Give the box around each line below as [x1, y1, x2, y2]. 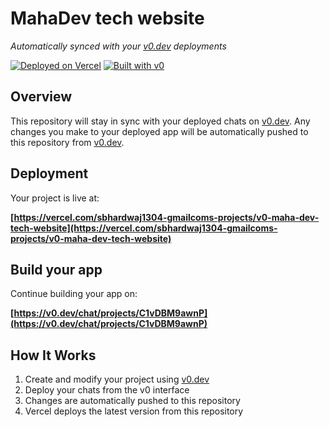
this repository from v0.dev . [10, 136, 125, 148]
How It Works [10, 347, 97, 364]
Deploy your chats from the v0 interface [24, 384, 190, 396]
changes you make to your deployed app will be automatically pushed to [10, 125, 309, 137]
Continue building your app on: [10, 288, 138, 300]
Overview [10, 88, 73, 106]
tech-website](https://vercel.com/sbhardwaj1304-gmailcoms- [10, 222, 278, 234]
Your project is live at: [10, 192, 100, 204]
